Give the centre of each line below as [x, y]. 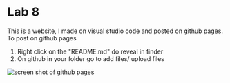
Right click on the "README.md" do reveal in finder [90, 51]
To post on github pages [42, 38]
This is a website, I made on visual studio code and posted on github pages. [115, 31]
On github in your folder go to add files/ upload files [90, 58]
